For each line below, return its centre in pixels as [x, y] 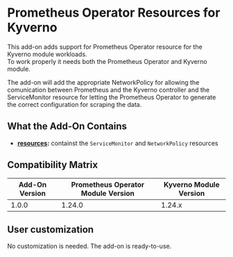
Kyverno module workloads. [48, 54]
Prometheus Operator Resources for [114, 13]
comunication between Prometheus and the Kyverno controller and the [109, 90]
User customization [51, 230]
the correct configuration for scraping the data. [75, 104]
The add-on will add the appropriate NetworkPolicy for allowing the [103, 82]
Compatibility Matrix [53, 165]
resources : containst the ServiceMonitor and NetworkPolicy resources [118, 143]
